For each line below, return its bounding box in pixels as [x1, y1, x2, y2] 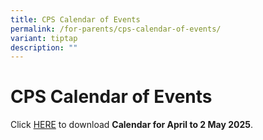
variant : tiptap [10, 33, 78, 43]
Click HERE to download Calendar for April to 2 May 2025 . [10, 119, 253, 131]
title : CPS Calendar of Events [10, 14, 141, 25]
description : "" [10, 42, 78, 53]
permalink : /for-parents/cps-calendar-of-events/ [10, 24, 222, 34]
